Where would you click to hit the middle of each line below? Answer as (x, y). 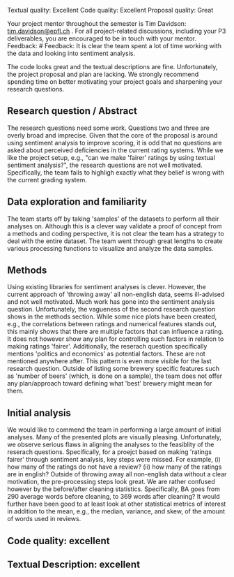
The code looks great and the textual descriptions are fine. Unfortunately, (112, 67)
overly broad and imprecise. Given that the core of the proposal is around (112, 135)
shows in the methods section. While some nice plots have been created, (112, 316)
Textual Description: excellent (74, 565)
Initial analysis (39, 412)
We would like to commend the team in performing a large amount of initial (114, 430)
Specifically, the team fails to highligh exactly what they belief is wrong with (116, 172)
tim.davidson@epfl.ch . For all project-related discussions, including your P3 (117, 31)
